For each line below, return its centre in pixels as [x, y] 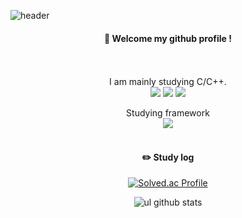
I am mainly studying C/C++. [168, 82]
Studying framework [168, 113]
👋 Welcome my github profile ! [168, 38]
